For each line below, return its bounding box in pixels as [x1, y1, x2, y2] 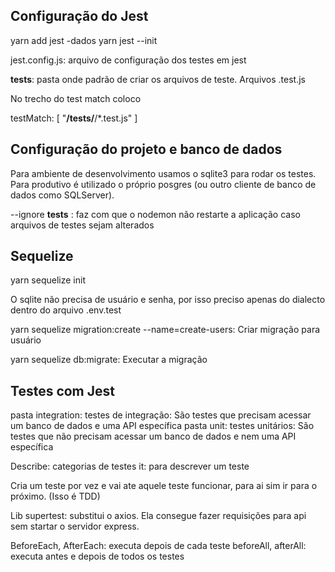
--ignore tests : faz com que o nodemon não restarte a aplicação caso [10, 208, 301, 220]
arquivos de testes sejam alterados [10, 219, 155, 231]
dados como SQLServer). [10, 189, 115, 201]
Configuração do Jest [10, 8, 149, 25]
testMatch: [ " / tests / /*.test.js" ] [10, 112, 138, 124]
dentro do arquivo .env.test [10, 304, 122, 316]
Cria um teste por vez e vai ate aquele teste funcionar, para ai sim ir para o [10, 480, 318, 492]
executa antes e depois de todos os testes [10, 550, 185, 563]
